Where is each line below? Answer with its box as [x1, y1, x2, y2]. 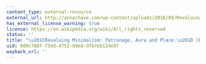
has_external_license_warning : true [6, 20, 100, 26]
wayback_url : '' [6, 49, 48, 55]
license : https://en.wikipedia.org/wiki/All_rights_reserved [6, 26, 166, 32]
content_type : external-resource [6, 9, 92, 15]
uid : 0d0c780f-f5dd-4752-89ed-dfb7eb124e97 [6, 43, 120, 49]
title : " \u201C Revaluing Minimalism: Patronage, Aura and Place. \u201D [6, 37, 193, 43]
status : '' [6, 32, 34, 38]
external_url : [6, 15, 43, 21]
